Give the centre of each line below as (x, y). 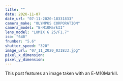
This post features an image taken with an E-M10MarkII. (61, 73)
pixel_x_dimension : (25, 55)
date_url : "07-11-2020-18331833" (39, 19)
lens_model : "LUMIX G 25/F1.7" (37, 32)
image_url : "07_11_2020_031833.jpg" (43, 50)
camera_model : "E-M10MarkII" (35, 28)
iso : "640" (16, 37)
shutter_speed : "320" (27, 46)
